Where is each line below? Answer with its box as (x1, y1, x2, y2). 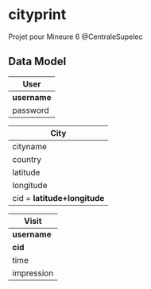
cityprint (8, 6, 67, 24)
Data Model (8, 55, 67, 68)
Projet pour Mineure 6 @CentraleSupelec (8, 32, 143, 41)
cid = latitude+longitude (12, 192, 105, 203)
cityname (12, 141, 48, 152)
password (12, 105, 49, 116)
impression (12, 268, 54, 279)
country (12, 153, 42, 164)
